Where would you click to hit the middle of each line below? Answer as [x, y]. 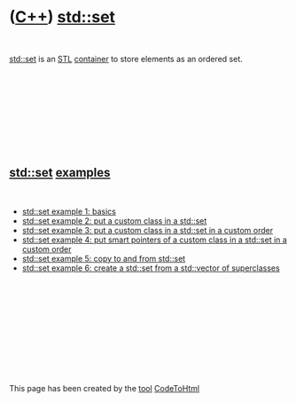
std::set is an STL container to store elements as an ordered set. [126, 59]
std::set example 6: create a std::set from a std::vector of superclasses [151, 268]
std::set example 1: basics [69, 211]
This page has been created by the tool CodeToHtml [105, 388]
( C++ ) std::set [62, 17]
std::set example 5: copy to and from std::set [104, 258]
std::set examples [60, 173]
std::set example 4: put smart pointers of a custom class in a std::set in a [155, 240]
